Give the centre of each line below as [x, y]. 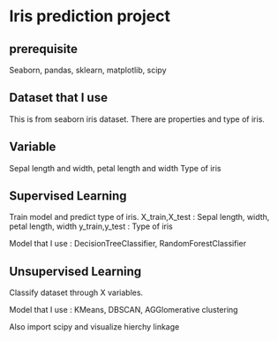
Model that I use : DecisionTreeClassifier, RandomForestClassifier [128, 244]
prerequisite [43, 49]
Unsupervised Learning [75, 271]
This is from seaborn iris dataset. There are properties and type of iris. [137, 119]
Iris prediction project [90, 16]
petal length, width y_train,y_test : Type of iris [91, 226]
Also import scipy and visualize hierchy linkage [94, 327]
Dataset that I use [59, 98]
